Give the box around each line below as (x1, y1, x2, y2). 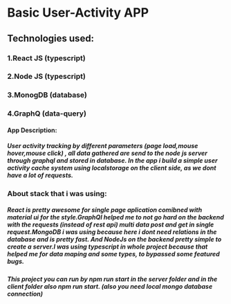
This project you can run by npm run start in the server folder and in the (7, 275, 218, 283)
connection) (7, 289, 44, 298)
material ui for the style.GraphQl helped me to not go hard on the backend (7, 213, 225, 222)
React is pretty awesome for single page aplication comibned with (7, 206, 203, 214)
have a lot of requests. (7, 171, 74, 179)
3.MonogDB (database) (7, 90, 88, 100)
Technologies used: (7, 33, 95, 44)
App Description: (7, 126, 57, 134)
